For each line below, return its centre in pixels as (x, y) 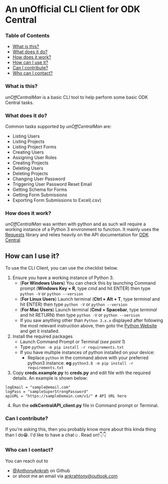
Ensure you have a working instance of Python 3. (63, 278)
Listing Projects (29, 142)
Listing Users (26, 136)
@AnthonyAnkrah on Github (41, 470)
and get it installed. (40, 331)
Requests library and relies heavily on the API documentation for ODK (77, 235)
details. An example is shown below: (50, 378)
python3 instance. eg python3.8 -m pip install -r (80, 363)
